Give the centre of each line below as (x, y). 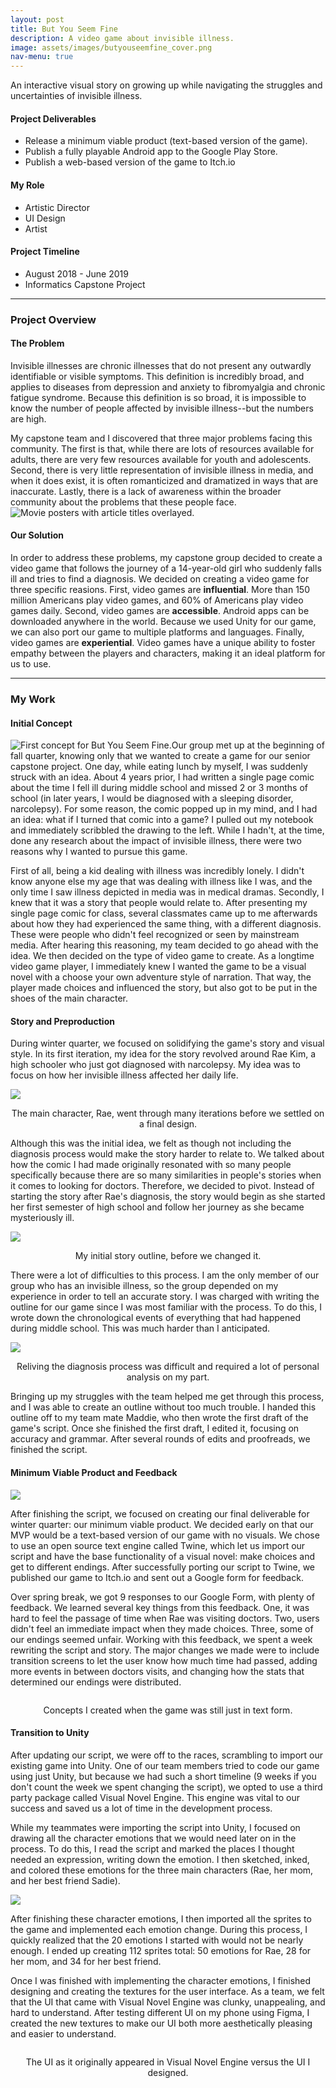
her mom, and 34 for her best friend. (86, 1961)
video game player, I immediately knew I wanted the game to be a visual (158, 967)
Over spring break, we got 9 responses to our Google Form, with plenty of (162, 1597)
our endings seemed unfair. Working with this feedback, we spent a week (161, 1639)
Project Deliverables (53, 118)
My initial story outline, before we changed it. (168, 1256)
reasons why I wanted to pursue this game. (99, 852)
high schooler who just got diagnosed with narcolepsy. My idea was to (155, 1065)
